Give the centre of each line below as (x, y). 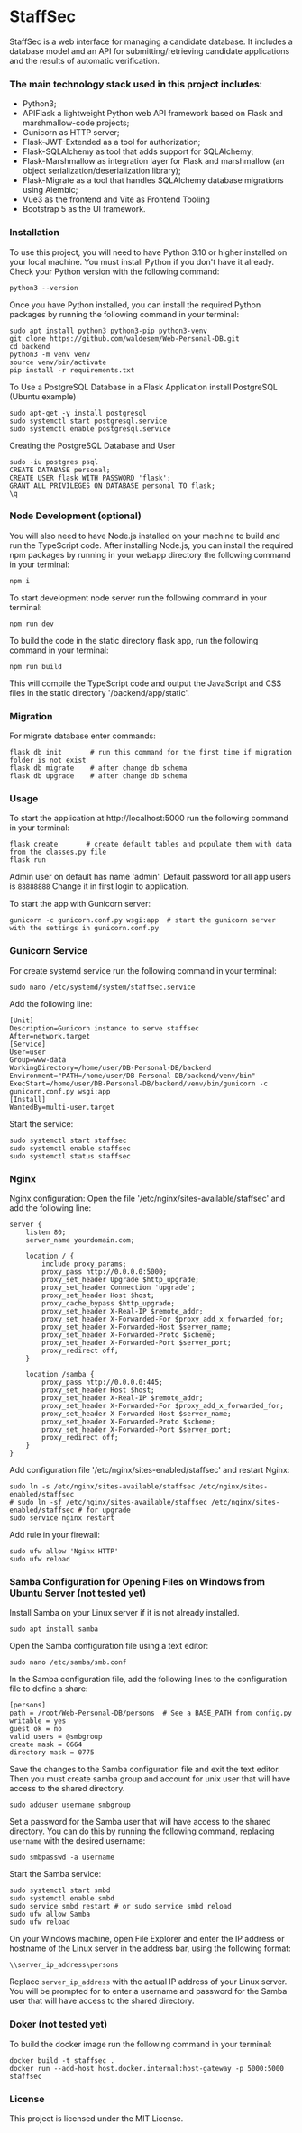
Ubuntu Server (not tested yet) (78, 1593)
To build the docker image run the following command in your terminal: (141, 2044)
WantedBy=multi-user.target (62, 1107)
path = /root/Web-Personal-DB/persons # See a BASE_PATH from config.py (151, 1713)
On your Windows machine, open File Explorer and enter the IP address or (147, 1939)
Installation (35, 233)
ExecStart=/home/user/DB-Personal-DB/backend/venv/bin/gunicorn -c (139, 1084)
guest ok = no (36, 1729)
